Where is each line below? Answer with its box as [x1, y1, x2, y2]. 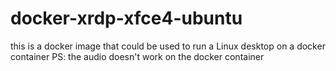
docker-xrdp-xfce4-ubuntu [10, 7, 243, 30]
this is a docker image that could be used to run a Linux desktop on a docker [10, 40, 326, 52]
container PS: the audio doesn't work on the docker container [10, 50, 265, 62]
